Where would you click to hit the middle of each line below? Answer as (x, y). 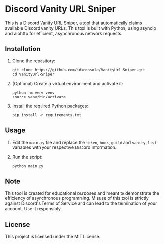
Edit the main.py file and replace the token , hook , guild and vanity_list (84, 142)
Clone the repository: (34, 61)
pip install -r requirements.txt (47, 115)
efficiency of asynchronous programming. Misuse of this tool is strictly (77, 198)
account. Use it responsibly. (34, 209)
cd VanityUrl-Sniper (33, 74)
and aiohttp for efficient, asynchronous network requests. (64, 33)
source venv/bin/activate (39, 97)
